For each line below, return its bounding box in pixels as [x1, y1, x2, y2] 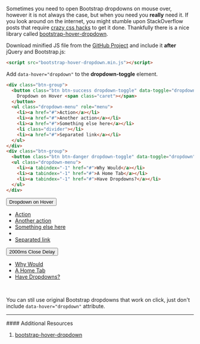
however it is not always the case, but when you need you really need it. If [6, 11, 189, 18]
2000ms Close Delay [9, 249, 55, 255]
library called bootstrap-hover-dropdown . [6, 30, 108, 37]
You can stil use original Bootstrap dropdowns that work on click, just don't [6, 296, 190, 304]
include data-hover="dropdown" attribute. [6, 303, 105, 310]
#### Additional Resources [6, 320, 73, 327]
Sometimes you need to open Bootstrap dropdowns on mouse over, [6, 5, 172, 12]
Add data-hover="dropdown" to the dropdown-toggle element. [6, 70, 158, 77]
